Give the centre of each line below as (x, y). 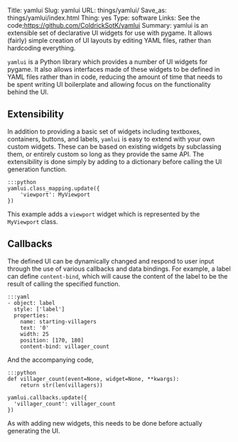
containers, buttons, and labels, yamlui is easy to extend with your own (111, 139)
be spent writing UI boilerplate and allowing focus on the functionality (109, 84)
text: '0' (35, 328)
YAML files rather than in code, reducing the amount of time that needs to (115, 77)
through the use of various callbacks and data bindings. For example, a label (119, 269)
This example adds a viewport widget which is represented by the (104, 214)
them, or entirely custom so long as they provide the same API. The (106, 154)
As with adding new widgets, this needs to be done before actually (105, 423)
